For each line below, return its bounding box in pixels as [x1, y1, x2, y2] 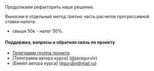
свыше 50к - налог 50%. [12, 28, 64, 34]
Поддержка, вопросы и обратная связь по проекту [5, 39, 115, 45]
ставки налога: [5, 19, 36, 24]
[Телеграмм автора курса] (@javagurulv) [12, 55, 98, 61]
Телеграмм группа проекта [12, 50, 70, 56]
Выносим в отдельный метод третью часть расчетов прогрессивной [5, 14, 150, 19]
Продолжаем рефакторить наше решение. [5, 4, 94, 10]
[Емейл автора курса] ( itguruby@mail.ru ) [12, 60, 97, 66]
